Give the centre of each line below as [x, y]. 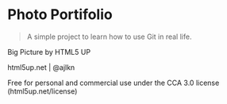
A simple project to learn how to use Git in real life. [109, 37]
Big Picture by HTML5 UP [49, 52]
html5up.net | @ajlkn [41, 67]
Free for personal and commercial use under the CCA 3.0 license [113, 83]
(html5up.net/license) [42, 91]
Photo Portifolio [60, 15]
